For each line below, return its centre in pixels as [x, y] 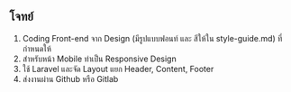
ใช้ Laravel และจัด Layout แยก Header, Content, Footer [118, 69]
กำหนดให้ [37, 48]
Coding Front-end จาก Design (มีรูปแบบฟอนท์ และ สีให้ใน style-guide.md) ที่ [152, 38]
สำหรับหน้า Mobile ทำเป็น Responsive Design [100, 59]
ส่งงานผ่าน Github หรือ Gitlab [70, 78]
